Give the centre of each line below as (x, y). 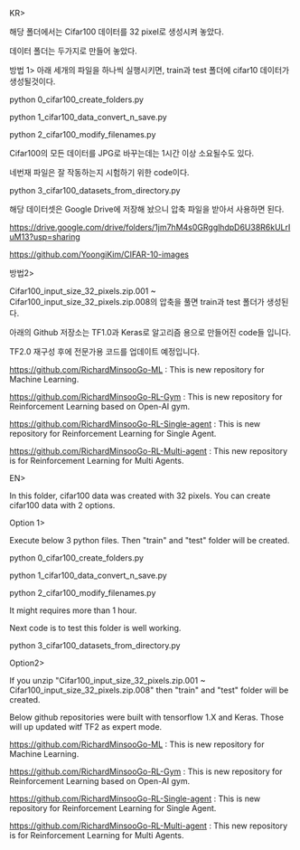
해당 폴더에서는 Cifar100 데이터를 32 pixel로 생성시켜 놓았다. (117, 32)
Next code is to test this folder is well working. (95, 628)
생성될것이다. (33, 81)
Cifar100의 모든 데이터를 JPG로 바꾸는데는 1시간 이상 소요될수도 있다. (132, 153)
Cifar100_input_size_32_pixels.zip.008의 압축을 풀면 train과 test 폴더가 (137, 302)
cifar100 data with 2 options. (62, 505)
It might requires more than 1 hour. (73, 610)
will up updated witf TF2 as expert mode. (86, 727)
